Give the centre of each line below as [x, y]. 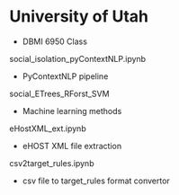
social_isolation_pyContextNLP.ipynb [78, 58]
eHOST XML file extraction [72, 146]
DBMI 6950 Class [55, 41]
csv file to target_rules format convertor [96, 181]
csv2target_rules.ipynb [52, 163]
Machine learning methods [72, 111]
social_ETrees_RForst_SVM [59, 93]
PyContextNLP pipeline [65, 76]
